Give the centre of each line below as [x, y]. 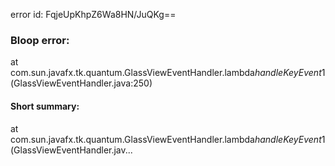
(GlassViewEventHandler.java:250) [81, 83]
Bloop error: [40, 40]
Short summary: [45, 106]
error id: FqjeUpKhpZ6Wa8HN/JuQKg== [93, 14]
